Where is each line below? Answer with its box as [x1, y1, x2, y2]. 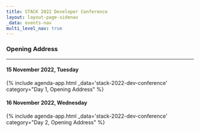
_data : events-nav [6, 20, 52, 26]
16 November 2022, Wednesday [6, 99, 87, 106]
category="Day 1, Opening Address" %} [6, 86, 104, 93]
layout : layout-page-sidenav [6, 14, 79, 20]
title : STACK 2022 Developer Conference [6, 8, 108, 15]
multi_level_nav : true [6, 25, 62, 32]
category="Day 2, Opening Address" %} [6, 118, 105, 125]
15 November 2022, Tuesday [6, 66, 79, 73]
